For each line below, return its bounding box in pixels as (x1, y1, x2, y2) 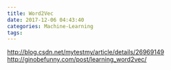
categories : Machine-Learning (7, 23, 94, 30)
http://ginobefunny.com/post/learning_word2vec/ (7, 56, 147, 64)
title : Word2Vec (7, 10, 54, 17)
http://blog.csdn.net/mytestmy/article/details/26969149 (7, 48, 165, 56)
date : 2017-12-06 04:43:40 (7, 16, 84, 23)
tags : (7, 29, 23, 36)
